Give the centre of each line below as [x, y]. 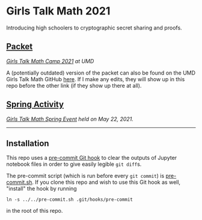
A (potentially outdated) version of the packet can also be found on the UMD [101, 73]
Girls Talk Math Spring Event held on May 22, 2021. [70, 119]
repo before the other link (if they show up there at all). [74, 85]
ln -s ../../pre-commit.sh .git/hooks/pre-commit [70, 200]
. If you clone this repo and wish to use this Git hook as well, [106, 182]
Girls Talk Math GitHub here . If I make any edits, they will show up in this [96, 79]
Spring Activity [35, 104]
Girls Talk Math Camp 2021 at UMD [50, 61]
